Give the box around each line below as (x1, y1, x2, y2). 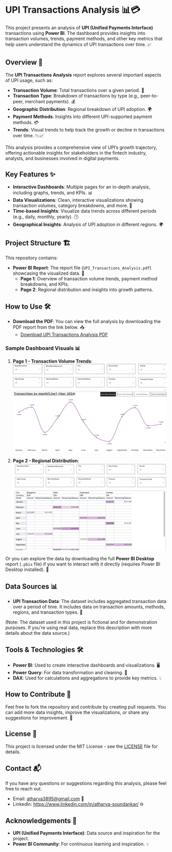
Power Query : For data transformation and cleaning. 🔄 (12, 669, 128, 675)
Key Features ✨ (5, 170, 55, 179)
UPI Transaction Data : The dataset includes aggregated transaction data (12, 598, 166, 604)
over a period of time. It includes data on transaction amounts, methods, (12, 604, 165, 610)
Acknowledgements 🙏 (5, 816, 77, 825)
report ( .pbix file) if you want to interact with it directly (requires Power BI (5, 561, 160, 567)
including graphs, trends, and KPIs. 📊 (12, 190, 93, 196)
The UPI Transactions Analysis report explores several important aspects (5, 71, 161, 78)
